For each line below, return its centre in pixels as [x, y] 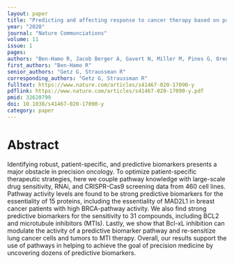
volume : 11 [23, 40]
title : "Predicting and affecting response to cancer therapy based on [113, 20]
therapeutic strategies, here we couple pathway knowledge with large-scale [116, 179]
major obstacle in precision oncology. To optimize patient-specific [102, 172]
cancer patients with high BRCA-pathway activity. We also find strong [107, 208]
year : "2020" [26, 26]
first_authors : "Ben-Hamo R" [49, 65]
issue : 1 [20, 46]
